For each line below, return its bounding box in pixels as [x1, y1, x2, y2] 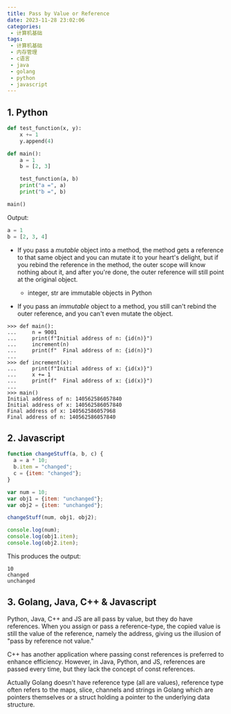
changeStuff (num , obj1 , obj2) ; [7, 514, 98, 521]
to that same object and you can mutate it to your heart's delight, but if [17, 253, 219, 262]
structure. [7, 700, 35, 708]
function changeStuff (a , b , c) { [7, 450, 104, 457]
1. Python [7, 107, 48, 118]
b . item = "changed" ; [13, 464, 73, 470]
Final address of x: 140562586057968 [7, 408, 116, 414]
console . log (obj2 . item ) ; [7, 540, 79, 547]
